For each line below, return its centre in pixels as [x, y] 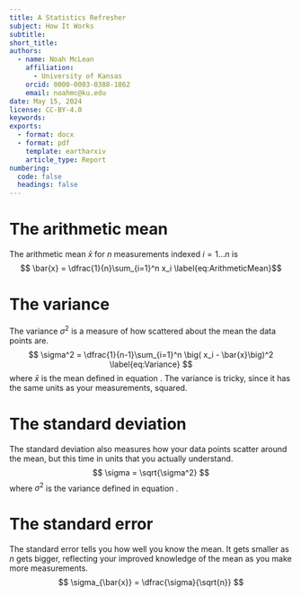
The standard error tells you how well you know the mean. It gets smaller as [149, 549]
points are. [29, 340]
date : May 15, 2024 [46, 101]
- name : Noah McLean [56, 59]
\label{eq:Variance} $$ [151, 364]
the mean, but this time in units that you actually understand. [121, 458]
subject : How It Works [52, 26]
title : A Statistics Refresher [68, 18]
